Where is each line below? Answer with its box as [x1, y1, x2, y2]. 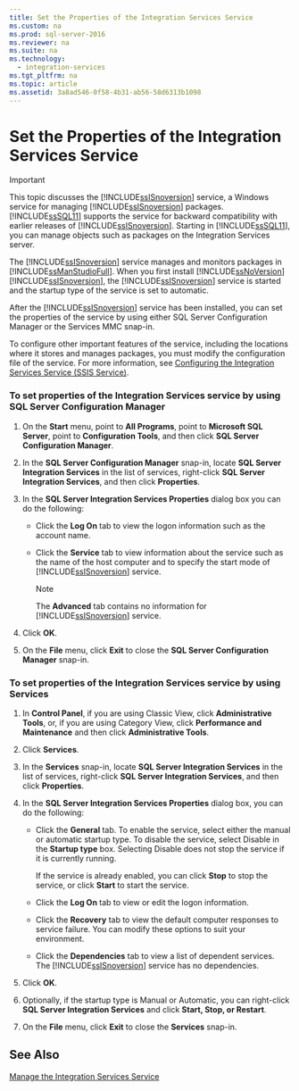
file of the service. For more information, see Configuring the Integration [9, 358, 275, 369]
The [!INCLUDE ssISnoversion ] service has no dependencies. [35, 961, 260, 971]
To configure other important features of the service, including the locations [9, 338, 288, 349]
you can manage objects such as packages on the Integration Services [9, 229, 270, 241]
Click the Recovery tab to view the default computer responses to [35, 914, 279, 925]
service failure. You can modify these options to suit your [35, 924, 246, 935]
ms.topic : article [9, 79, 78, 88]
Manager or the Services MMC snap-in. [9, 321, 155, 332]
